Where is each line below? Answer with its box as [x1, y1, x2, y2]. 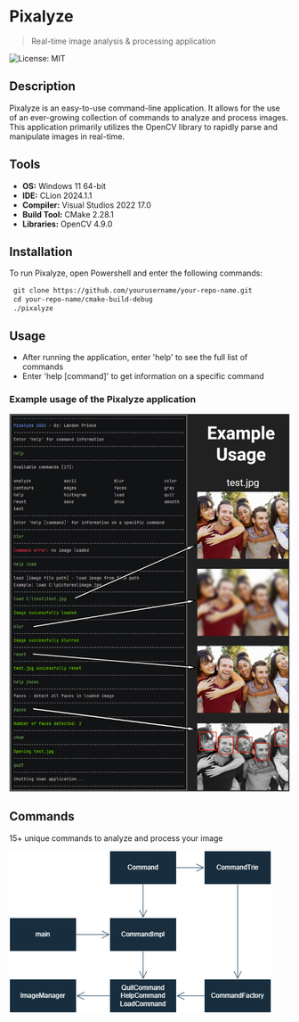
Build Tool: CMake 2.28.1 [21, 209, 114, 219]
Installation [9, 243, 73, 260]
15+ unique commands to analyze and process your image [9, 832, 224, 844]
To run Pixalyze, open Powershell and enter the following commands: [9, 268, 263, 278]
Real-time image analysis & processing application [30, 36, 216, 46]
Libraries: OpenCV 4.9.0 [21, 218, 113, 229]
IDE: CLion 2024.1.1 [21, 190, 93, 201]
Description [9, 78, 76, 95]
